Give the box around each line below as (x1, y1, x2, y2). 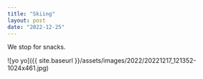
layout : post (7, 17, 46, 24)
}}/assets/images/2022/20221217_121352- (74, 56, 197, 65)
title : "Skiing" (7, 10, 55, 18)
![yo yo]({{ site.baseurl (7, 56, 73, 65)
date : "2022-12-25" (7, 23, 65, 30)
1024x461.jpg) (7, 64, 49, 73)
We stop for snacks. (7, 43, 66, 51)
